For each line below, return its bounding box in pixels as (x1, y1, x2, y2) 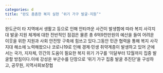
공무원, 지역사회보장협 (11, 62, 54, 68)
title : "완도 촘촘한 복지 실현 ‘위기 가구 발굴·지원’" (5, 12, 101, 17)
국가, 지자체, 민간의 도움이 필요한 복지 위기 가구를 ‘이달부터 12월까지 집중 (14, 50, 152, 56)
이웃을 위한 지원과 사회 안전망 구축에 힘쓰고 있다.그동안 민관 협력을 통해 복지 (5, 37, 149, 44)
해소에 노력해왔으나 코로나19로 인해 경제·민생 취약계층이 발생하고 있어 (14, 44, 146, 50)
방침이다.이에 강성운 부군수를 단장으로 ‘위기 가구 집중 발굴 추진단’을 (14, 56, 141, 62)
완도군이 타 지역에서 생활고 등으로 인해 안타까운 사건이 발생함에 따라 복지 (5, 25, 143, 32)
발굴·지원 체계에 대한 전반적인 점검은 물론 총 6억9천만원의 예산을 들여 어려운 (10, 32, 154, 37)
